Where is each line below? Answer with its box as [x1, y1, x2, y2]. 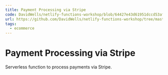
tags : [5, 21, 16, 26]
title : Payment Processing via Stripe [5, 7, 86, 12]
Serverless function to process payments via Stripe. [5, 64, 112, 70]
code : [5, 12, 16, 17]
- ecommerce [9, 26, 35, 31]
